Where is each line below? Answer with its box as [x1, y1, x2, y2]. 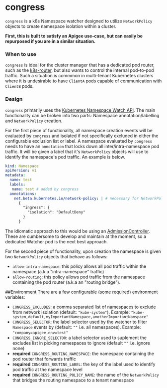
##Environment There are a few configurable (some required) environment [5, 289, 158, 295]
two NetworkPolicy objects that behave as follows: [5, 253, 108, 259]
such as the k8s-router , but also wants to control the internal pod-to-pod [5, 67, 154, 73]
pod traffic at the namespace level [12, 366, 83, 373]
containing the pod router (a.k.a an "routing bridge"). [12, 279, 121, 285]
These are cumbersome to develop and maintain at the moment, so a [5, 233, 147, 239]
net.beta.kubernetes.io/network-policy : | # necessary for [14, 196, 139, 201]
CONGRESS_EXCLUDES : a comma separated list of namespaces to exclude [12, 304, 156, 310]
